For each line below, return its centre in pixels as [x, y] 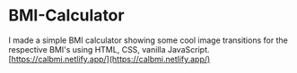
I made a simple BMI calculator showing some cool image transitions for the [148, 40]
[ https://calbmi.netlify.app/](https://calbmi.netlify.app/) [109, 59]
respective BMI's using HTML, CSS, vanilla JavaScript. [109, 49]
